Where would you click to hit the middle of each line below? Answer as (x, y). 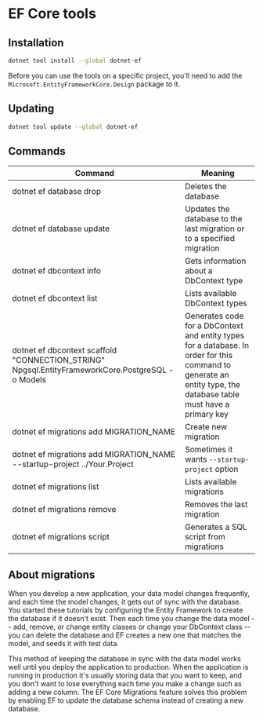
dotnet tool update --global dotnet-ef (73, 126)
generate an (207, 375)
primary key (207, 415)
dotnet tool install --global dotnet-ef (75, 60)
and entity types (215, 336)
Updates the (207, 209)
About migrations (52, 574)
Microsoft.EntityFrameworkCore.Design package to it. (94, 84)
